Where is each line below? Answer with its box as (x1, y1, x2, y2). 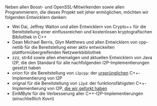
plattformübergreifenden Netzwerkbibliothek (12, 49, 101, 55)
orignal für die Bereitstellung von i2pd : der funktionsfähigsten (12, 80, 135, 86)
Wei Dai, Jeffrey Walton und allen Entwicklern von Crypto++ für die (12, 24, 146, 30)
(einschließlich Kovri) (12, 96, 54, 101)
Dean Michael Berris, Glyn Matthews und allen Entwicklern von (12, 39, 138, 45)
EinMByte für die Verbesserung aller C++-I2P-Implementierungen (12, 91, 143, 96)
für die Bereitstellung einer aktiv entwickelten (24, 45, 115, 50)
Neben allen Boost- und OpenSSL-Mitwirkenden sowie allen (5, 4, 125, 10)
